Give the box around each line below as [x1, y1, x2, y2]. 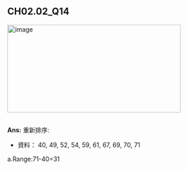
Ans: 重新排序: [7, 126, 50, 134]
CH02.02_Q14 [7, 6, 70, 18]
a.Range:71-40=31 [7, 155, 60, 164]
